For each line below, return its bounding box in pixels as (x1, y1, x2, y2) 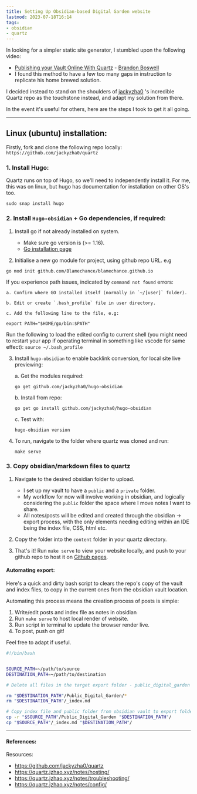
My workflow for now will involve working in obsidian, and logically (23, 493, 185, 500)
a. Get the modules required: (14, 372, 84, 379)
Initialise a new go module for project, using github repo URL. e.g (14, 257, 172, 264)
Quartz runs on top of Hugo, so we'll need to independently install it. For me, (6, 177, 191, 184)
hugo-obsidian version (14, 427, 70, 433)
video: (6, 53, 22, 60)
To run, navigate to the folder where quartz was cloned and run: (14, 437, 169, 444)
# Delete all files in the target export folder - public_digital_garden (6, 682, 191, 688)
